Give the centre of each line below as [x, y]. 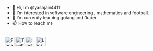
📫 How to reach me [32, 23]
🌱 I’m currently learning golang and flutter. [55, 18]
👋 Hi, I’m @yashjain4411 [36, 8]
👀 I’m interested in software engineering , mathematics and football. [80, 13]
